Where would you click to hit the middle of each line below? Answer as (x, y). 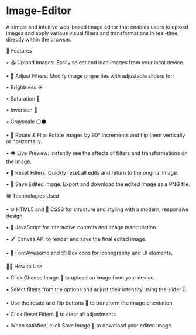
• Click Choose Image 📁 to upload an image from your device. (81, 277)
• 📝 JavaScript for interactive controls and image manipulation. (82, 227)
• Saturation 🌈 (23, 98)
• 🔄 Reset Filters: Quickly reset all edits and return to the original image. (92, 172)
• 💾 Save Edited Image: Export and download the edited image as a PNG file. (98, 184)
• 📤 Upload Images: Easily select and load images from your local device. (95, 62)
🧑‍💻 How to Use (24, 266)
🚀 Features (19, 50)
